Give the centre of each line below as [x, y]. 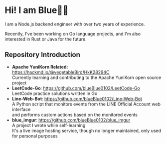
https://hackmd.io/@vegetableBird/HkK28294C [61, 72]
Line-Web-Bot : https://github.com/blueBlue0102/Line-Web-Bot [77, 98]
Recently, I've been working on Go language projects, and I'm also [73, 33]
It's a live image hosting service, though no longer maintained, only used [86, 130]
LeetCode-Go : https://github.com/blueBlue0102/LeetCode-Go [76, 88]
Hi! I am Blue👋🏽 [37, 10]
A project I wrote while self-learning [49, 125]
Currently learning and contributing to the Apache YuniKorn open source [86, 77]
